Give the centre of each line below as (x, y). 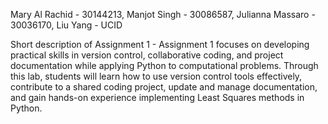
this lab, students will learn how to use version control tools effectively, (156, 76)
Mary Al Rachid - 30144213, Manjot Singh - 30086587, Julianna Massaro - (163, 14)
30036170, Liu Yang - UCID (66, 25)
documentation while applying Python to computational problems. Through (164, 65)
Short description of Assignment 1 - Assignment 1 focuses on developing (160, 44)
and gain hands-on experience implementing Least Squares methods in (157, 97)
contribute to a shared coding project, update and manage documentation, (164, 87)
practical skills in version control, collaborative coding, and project (147, 55)
